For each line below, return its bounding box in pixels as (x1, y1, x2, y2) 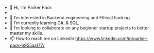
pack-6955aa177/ (9, 42, 45, 48)
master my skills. (9, 30, 44, 36)
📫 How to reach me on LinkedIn (9, 36, 74, 41)
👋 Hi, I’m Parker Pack (9, 5, 52, 10)
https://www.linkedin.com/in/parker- (75, 36, 148, 41)
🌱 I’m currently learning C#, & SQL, (9, 20, 80, 26)
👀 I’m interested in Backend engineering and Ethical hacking (9, 15, 130, 20)
